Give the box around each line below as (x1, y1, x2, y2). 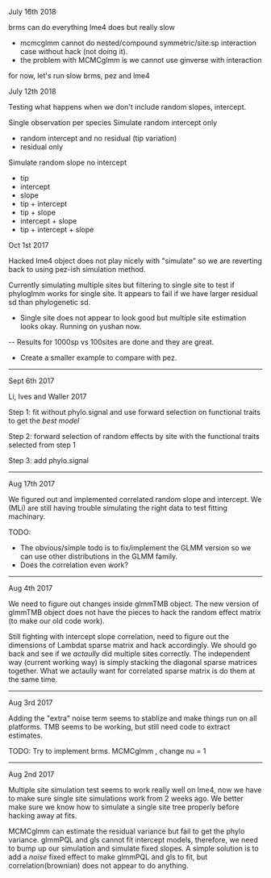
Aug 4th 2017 (8, 583, 53, 592)
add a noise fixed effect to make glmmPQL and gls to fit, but (8, 852, 208, 862)
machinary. (8, 512, 46, 521)
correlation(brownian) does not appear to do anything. (8, 861, 189, 870)
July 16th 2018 (8, 7, 56, 16)
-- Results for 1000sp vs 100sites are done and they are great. (8, 337, 215, 346)
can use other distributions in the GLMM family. (19, 552, 178, 561)
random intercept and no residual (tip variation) (19, 133, 177, 143)
